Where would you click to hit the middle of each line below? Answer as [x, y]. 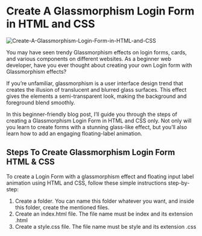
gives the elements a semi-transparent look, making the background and [96, 96]
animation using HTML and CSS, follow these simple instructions [87, 183]
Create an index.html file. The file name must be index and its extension [104, 214]
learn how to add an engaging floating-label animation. [74, 133]
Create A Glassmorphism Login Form [100, 11]
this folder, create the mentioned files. [62, 207]
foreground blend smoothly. [41, 102]
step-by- [179, 183]
